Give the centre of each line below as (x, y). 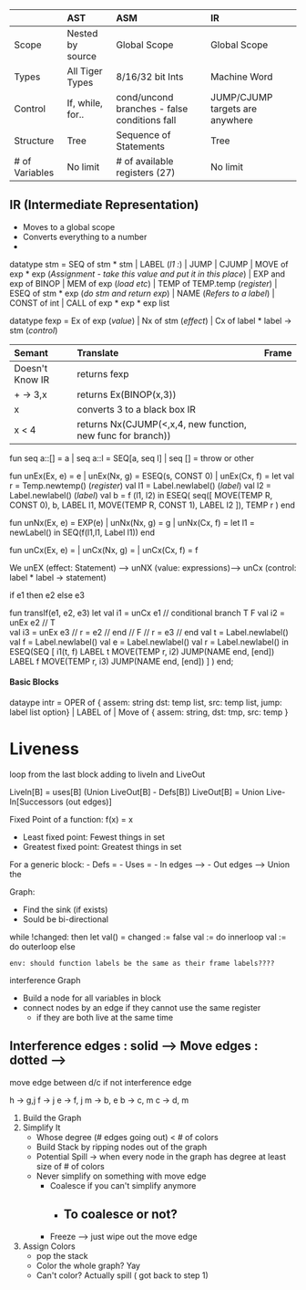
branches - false (152, 109)
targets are (234, 109)
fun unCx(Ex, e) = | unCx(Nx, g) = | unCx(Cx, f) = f (104, 550)
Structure (34, 141)
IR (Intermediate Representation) (104, 205)
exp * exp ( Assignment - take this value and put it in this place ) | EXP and (147, 274)
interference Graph (45, 980)
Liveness (44, 749)
